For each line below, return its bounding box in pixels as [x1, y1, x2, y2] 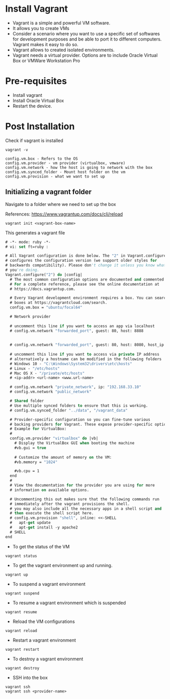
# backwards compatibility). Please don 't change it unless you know [5, 263, 155, 268]
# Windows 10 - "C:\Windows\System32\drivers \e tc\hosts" [10, 361, 133, 366]
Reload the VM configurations [12, 618, 75, 624]
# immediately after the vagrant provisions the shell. [10, 501, 130, 506]
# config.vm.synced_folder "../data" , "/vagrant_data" [10, 408, 128, 413]
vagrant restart [5, 647, 39, 652]
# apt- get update [10, 520, 51, 526]
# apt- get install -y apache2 [10, 525, 78, 530]
